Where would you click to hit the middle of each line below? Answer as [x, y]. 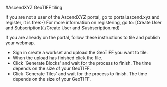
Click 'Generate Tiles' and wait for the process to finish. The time [80, 74]
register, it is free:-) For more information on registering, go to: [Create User [83, 22]
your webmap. [20, 43]
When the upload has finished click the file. [57, 58]
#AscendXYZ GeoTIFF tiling [34, 7]
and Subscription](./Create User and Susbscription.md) [62, 28]
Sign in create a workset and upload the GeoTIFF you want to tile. [80, 53]
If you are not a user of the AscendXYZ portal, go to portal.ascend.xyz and [82, 17]
